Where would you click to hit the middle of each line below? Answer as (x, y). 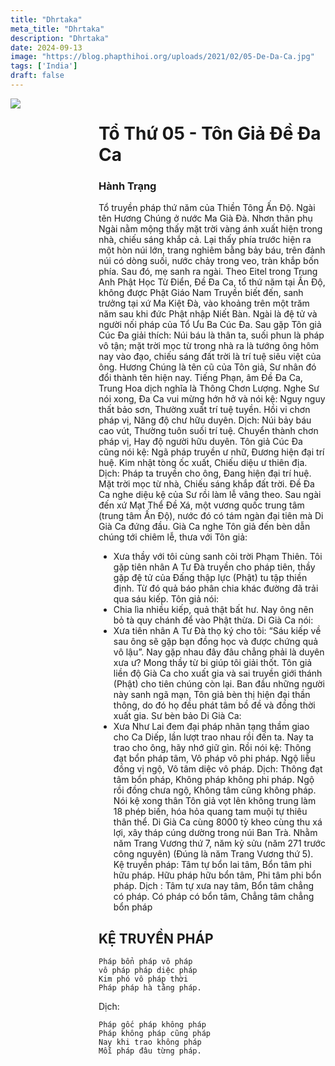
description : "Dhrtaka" (60, 38)
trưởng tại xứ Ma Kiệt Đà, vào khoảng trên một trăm (204, 303)
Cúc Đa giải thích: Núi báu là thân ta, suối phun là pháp (211, 335)
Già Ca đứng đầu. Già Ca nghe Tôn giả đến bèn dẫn (204, 527)
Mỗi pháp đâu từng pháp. (150, 1051)
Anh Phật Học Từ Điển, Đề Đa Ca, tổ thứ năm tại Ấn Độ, (212, 282)
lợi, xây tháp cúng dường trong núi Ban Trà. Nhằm (215, 833)
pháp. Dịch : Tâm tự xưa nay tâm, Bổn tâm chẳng (214, 886)
